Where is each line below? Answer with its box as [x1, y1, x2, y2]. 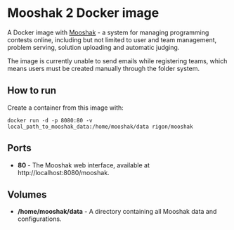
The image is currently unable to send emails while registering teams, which [7, 56, 228, 65]
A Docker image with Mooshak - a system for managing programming [7, 28, 209, 37]
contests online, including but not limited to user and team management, [7, 35, 217, 44]
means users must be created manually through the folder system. [7, 64, 200, 72]
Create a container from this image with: [7, 103, 124, 112]
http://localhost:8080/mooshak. [17, 168, 110, 177]
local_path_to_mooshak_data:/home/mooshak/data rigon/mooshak [7, 123, 193, 130]
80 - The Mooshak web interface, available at [17, 160, 150, 170]
